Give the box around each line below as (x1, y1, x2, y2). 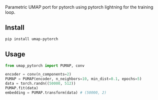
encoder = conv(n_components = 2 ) (5, 72, 71, 77)
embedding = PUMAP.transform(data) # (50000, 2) (5, 90, 107, 95)
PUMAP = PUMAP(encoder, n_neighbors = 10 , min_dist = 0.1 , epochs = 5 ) (5, 76, 142, 81)
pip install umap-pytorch (5, 36, 58, 41)
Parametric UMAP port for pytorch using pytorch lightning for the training (5, 4, 154, 10)
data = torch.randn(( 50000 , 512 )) (5, 81, 76, 86)
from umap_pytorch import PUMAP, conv (5, 63, 85, 68)
